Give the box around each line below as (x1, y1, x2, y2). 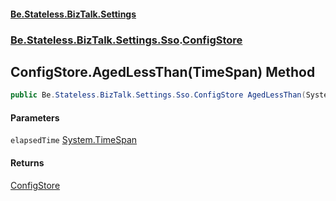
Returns (10, 157, 45, 169)
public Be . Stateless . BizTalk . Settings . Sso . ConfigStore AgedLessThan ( (10, 90, 307, 100)
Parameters (10, 111, 60, 124)
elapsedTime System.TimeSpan (10, 134, 138, 146)
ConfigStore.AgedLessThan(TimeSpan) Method (10, 63, 316, 80)
